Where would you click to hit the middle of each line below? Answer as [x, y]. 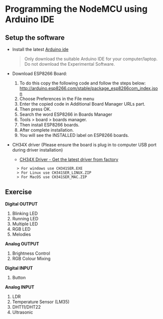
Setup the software [35, 38]
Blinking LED [25, 213]
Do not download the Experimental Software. [70, 64]
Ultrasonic [23, 312]
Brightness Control [31, 253]
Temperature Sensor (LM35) [41, 302]
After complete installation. [47, 130]
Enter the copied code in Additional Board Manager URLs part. [82, 104]
